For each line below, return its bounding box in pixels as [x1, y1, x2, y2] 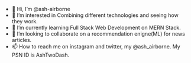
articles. [11, 37, 32, 43]
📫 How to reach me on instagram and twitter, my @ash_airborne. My [11, 43, 180, 50]
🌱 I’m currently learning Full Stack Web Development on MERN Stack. [11, 24, 182, 31]
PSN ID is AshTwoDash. [11, 51, 70, 58]
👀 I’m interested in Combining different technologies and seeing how [11, 12, 179, 19]
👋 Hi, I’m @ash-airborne [11, 6, 71, 12]
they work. [11, 18, 38, 24]
